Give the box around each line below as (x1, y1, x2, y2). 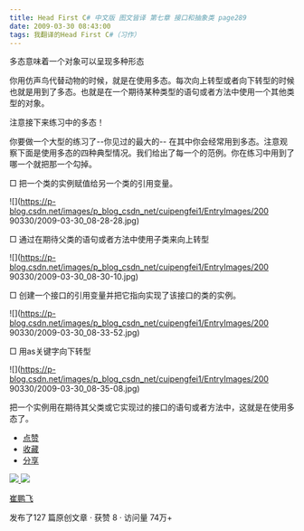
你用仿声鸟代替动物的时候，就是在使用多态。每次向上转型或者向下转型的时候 (9, 75, 295, 86)
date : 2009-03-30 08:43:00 (9, 22, 111, 31)
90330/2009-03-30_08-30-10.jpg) (9, 271, 138, 282)
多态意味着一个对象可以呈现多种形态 (9, 56, 145, 67)
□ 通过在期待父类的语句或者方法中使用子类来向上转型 (9, 234, 210, 245)
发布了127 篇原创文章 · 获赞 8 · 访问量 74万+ (9, 512, 173, 523)
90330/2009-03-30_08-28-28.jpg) (9, 215, 140, 226)
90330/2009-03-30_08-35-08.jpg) (9, 384, 140, 394)
